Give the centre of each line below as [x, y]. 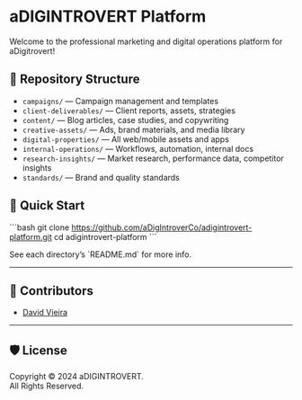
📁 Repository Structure [75, 80]
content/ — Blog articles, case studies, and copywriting [125, 120]
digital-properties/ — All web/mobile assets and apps [125, 139]
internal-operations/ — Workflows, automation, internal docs [138, 148]
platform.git [31, 236]
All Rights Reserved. [46, 386]
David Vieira [45, 313]
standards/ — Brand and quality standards [101, 177]
